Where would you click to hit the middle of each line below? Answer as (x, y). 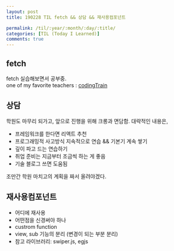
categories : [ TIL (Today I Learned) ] (53, 33)
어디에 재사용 (30, 212)
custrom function (36, 226)
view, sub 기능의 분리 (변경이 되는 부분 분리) (66, 234)
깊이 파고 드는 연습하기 (41, 149)
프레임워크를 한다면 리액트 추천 (51, 134)
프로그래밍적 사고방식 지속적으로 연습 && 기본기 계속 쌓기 (81, 141)
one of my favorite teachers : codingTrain (57, 85)
